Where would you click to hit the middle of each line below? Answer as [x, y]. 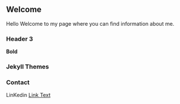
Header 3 [20, 39]
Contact [18, 82]
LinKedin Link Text [29, 95]
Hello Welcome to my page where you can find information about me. [90, 23]
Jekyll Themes [28, 67]
